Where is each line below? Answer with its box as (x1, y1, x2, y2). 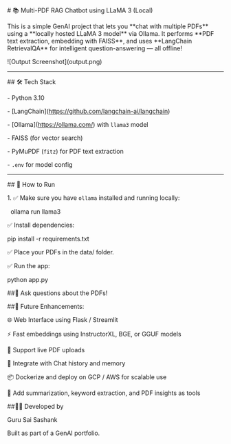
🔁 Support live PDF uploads (7, 346, 85, 354)
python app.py (7, 276, 49, 283)
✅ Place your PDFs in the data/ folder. (7, 248, 115, 256)
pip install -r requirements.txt (7, 234, 89, 243)
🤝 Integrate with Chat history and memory (7, 359, 126, 367)
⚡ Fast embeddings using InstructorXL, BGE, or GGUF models (7, 330, 181, 338)
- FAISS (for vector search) (7, 134, 83, 142)
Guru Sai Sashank (7, 416, 58, 423)
